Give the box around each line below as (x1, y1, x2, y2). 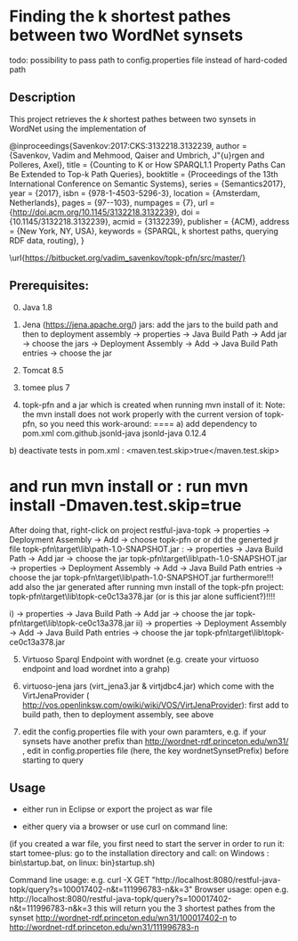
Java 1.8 (21, 301, 53, 313)
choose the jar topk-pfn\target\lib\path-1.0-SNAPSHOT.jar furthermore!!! (9, 572, 274, 583)
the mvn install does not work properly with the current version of (21, 408, 263, 420)
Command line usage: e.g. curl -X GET (9, 875, 150, 886)
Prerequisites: (9, 278, 89, 293)
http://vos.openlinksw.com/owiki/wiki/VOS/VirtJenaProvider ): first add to (21, 700, 289, 710)
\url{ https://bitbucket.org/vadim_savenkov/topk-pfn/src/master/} (9, 252, 246, 263)
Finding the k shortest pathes (9, 6, 231, 27)
